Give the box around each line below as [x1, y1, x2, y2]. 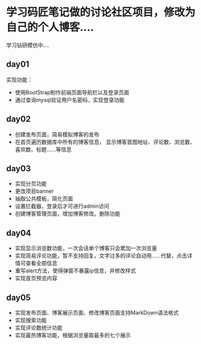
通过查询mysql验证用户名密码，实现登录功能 [14, 96, 125, 103]
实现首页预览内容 [14, 274, 58, 282]
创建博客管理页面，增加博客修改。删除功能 [14, 210, 121, 217]
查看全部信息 [25, 259, 58, 267]
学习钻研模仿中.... [6, 41, 50, 49]
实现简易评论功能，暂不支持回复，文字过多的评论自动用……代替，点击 [14, 252, 187, 259]
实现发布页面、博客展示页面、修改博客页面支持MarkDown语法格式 [14, 309, 179, 316]
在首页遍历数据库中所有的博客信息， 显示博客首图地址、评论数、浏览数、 [14, 138, 196, 145]
